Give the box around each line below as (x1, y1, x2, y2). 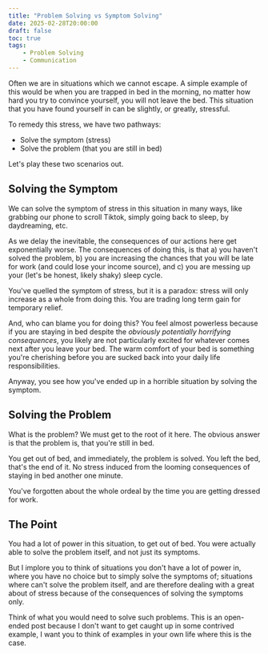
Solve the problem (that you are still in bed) (19, 143, 162, 153)
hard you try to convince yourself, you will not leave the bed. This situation (8, 95, 254, 105)
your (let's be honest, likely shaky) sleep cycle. (8, 270, 163, 280)
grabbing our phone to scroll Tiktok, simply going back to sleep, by (8, 212, 230, 221)
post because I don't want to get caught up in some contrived (30, 621, 234, 631)
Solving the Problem (8, 408, 112, 422)
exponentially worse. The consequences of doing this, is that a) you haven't (8, 244, 258, 254)
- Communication (22, 57, 78, 65)
